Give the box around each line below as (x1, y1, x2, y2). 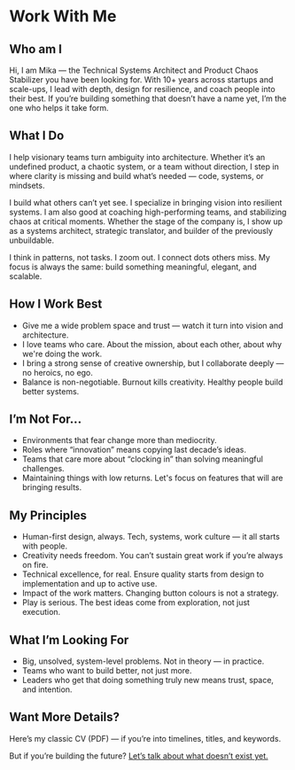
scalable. (9, 270, 43, 281)
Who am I (9, 42, 62, 57)
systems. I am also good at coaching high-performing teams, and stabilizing (9, 206, 287, 217)
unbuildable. (9, 235, 55, 245)
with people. (21, 541, 68, 551)
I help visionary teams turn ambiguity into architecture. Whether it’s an (9, 152, 266, 162)
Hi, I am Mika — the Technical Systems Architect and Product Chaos (9, 65, 259, 75)
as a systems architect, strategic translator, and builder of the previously (9, 225, 273, 236)
